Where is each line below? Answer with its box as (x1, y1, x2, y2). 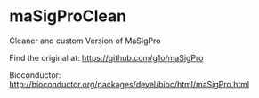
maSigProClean (9, 6, 127, 26)
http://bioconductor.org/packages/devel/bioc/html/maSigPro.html (9, 79, 250, 89)
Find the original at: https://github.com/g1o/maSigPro (9, 52, 204, 63)
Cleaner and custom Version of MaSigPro (9, 35, 161, 46)
